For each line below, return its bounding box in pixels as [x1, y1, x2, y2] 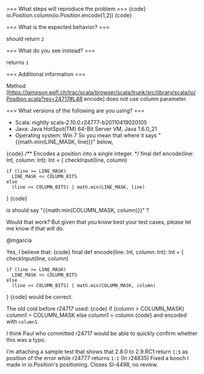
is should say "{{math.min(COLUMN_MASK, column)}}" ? [6, 207, 149, 213]
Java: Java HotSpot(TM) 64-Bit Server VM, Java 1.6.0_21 [15, 125, 157, 133]
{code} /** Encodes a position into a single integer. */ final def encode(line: [6, 150, 194, 157]
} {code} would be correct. [6, 293, 73, 300]
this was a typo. [6, 336, 46, 343]
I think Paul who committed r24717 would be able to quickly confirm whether [6, 330, 198, 337]
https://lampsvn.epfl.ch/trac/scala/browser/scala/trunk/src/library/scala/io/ [8, 89, 196, 96]
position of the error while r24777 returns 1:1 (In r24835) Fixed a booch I [6, 355, 189, 361]
